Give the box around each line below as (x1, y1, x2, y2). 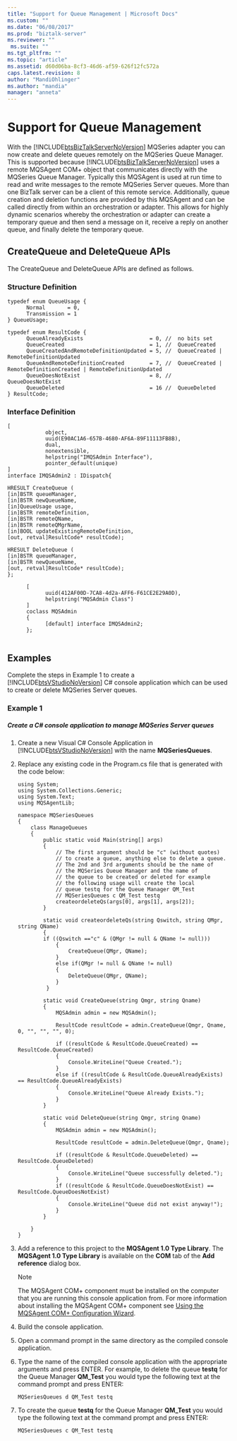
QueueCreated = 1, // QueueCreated (25, 342, 217, 349)
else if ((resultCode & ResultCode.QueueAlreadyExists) (55, 1071, 224, 1078)
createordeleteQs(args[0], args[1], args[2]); (55, 898, 195, 905)
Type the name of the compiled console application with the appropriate (17, 1358, 228, 1366)
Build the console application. (17, 1322, 104, 1331)
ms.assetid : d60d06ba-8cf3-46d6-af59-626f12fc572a (7, 63, 159, 70)
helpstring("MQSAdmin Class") (44, 596, 134, 603)
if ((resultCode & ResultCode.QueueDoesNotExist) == (55, 1183, 214, 1190)
